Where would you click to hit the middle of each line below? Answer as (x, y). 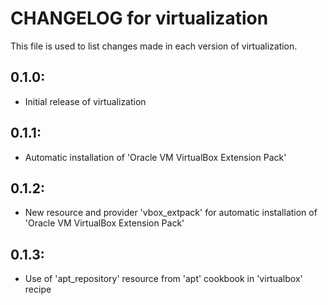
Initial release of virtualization (85, 101)
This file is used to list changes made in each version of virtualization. (154, 46)
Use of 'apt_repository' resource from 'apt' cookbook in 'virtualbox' (163, 279)
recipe (38, 289)
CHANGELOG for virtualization (139, 18)
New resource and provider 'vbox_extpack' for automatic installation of (171, 213)
